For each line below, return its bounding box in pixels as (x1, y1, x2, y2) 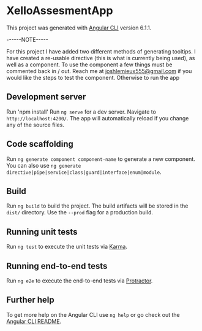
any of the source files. (6, 121, 64, 128)
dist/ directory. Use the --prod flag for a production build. (6, 209, 153, 216)
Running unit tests (6, 227, 78, 237)
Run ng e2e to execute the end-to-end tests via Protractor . (6, 277, 153, 284)
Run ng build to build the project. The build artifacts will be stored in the (6, 202, 189, 209)
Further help (6, 295, 55, 305)
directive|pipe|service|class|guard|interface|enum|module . (6, 168, 162, 176)
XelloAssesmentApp (6, 4, 113, 18)
